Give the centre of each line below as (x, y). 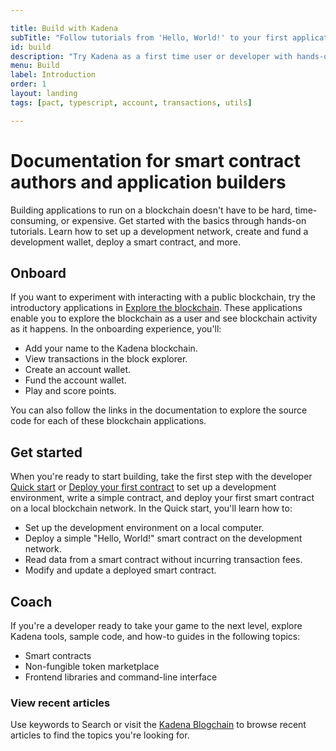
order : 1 (28, 84)
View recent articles (60, 703)
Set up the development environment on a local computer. (144, 528)
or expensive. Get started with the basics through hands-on (183, 220)
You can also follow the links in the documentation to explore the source (159, 410)
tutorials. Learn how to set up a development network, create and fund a (159, 231)
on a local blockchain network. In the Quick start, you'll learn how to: (151, 508)
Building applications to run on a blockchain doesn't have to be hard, (151, 210)
